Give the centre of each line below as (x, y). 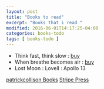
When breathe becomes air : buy (54, 62)
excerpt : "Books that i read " (44, 22)
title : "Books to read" (35, 17)
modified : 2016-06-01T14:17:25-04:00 (52, 28)
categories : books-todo (35, 34)
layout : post (22, 11)
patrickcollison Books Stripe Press (48, 80)
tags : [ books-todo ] (33, 39)
